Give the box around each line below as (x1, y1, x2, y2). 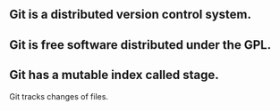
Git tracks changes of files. (9, 91, 109, 101)
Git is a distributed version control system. (9, 7, 252, 22)
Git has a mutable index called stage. (9, 67, 219, 83)
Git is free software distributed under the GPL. (9, 37, 271, 52)
